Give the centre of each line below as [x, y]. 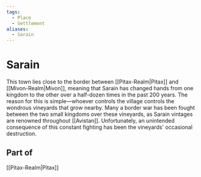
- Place [22, 18]
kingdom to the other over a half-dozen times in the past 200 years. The [97, 95]
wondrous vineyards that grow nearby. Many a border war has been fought [101, 108]
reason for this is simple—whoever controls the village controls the [90, 101]
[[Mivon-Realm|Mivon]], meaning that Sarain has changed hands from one [100, 88]
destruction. [21, 134]
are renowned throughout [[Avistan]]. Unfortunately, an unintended [91, 121]
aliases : [17, 29]
